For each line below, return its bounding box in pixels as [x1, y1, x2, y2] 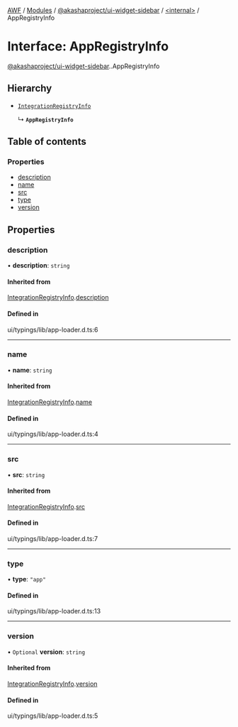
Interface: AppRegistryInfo [7, 38, 169, 55]
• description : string [7, 261, 70, 270]
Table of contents [7, 136, 86, 148]
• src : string [7, 470, 45, 479]
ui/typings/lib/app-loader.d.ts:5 [7, 711, 98, 720]
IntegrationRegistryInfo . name [7, 398, 93, 407]
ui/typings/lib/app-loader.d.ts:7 [7, 534, 98, 542]
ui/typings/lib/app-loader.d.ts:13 [7, 607, 101, 616]
